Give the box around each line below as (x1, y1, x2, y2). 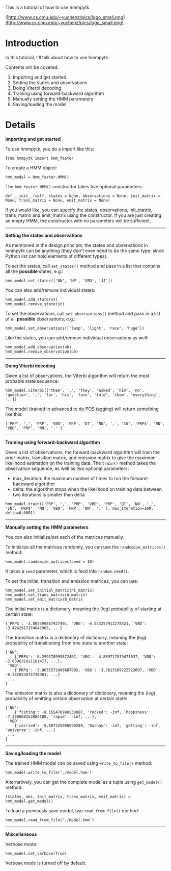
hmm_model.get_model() (5, 799, 53, 804)
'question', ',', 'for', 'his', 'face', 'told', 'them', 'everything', (5, 392, 160, 397)
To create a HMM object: (5, 164, 58, 170)
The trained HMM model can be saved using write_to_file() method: (5, 760, 153, 766)
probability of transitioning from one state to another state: (5, 640, 128, 646)
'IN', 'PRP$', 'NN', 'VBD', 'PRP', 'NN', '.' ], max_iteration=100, (5, 506, 154, 511)
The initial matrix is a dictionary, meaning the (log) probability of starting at (5, 606, 162, 612)
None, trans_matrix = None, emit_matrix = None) (5, 197, 110, 203)
